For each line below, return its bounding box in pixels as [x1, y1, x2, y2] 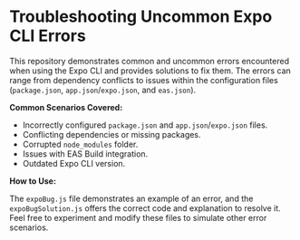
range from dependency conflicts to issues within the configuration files [9, 74, 278, 85]
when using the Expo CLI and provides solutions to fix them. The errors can [9, 65, 292, 76]
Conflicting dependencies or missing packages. [22, 129, 201, 139]
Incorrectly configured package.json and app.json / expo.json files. [22, 120, 268, 130]
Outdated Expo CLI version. [22, 158, 126, 168]
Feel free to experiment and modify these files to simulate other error [9, 212, 267, 223]
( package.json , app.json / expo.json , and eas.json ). [9, 84, 197, 95]
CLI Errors [9, 25, 86, 46]
